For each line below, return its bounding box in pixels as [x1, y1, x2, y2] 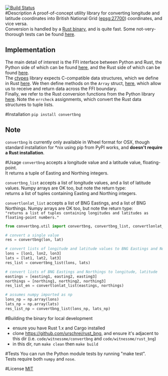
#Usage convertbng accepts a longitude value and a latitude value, [5, 159, 142, 165]
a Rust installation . [5, 149, 45, 155]
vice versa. [5, 20, 28, 26]
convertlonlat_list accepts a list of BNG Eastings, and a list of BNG [5, 200, 146, 206]
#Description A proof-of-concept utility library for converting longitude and [5, 10, 160, 16]
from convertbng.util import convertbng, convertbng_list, [5, 223, 131, 228]
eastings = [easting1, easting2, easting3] [5, 274, 97, 279]
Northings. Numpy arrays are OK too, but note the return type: [5, 205, 133, 211]
